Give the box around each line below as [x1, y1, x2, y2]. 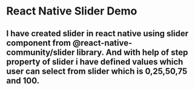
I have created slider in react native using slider [6, 28, 189, 39]
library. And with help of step [76, 47, 188, 57]
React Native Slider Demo [6, 4, 137, 18]
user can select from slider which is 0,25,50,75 [6, 66, 188, 76]
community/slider [6, 47, 75, 57]
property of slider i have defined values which [6, 56, 183, 67]
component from [6, 37, 71, 48]
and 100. [6, 76, 40, 86]
